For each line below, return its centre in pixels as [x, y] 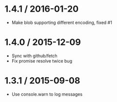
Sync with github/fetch [34, 56]
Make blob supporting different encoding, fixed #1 [62, 22]
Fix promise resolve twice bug [42, 61]
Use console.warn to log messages [47, 94]
